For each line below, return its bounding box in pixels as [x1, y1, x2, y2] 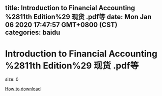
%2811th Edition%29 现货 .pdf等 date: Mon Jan [5, 13, 152, 21]
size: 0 [5, 76, 19, 82]
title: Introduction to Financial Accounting [5, 4, 135, 12]
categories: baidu [5, 28, 60, 37]
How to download [5, 86, 41, 92]
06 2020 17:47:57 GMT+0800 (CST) [5, 21, 118, 29]
